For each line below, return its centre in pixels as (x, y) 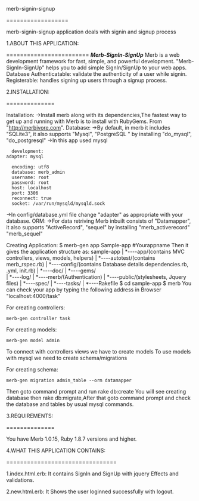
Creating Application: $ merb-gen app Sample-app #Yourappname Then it (97, 245)
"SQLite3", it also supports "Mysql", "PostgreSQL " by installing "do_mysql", (99, 134)
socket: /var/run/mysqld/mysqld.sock (58, 204)
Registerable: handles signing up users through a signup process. (87, 80)
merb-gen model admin (33, 340)
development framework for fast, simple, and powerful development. (91, 61)
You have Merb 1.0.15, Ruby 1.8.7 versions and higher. (71, 439)
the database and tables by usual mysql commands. (70, 404)
